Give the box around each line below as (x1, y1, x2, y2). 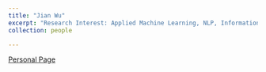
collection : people (8, 26, 73, 34)
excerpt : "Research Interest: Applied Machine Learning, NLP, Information (8, 19, 260, 27)
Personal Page (8, 55, 56, 64)
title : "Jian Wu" (8, 11, 66, 20)
